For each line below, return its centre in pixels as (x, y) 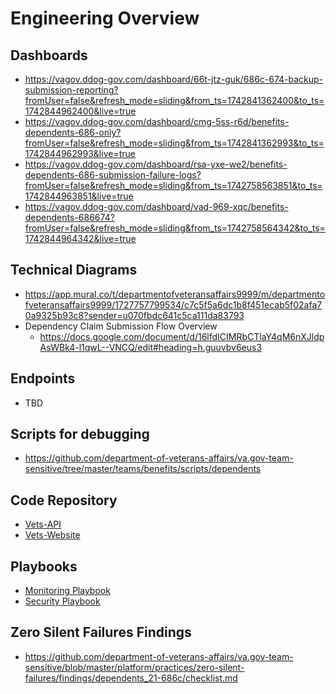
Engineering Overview (105, 18)
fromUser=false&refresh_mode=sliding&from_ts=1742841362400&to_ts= (174, 100)
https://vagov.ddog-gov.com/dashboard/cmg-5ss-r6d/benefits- (157, 121)
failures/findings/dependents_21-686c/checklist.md (131, 678)
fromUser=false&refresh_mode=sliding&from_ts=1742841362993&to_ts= (174, 143)
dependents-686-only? (73, 132)
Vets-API (43, 524)
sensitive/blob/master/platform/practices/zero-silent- (134, 667)
